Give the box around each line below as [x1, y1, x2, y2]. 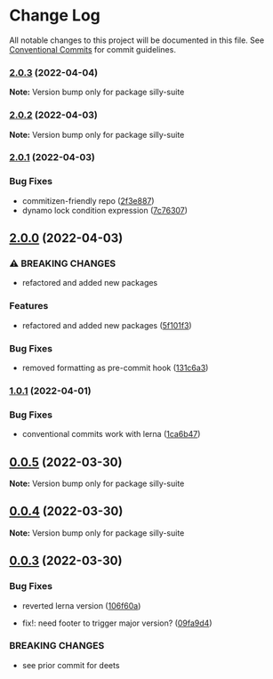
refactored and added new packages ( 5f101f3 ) [21, 319, 193, 330]
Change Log [9, 5, 100, 26]
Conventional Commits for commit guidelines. [9, 44, 176, 54]
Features [9, 300, 49, 312]
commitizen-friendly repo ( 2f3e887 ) [21, 195, 155, 206]
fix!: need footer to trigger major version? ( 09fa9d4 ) [21, 618, 213, 628]
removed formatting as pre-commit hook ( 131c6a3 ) [21, 362, 209, 374]
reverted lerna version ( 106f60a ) [21, 600, 141, 610]
